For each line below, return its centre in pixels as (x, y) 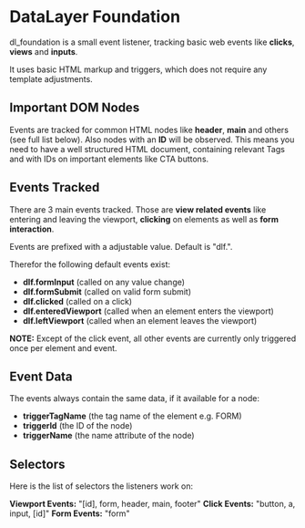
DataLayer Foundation (95, 17)
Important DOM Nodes (75, 108)
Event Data (41, 376)
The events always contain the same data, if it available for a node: (134, 399)
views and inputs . (44, 51)
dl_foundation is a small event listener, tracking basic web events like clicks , (152, 42)
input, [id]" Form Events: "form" (70, 513)
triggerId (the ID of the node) (77, 426)
